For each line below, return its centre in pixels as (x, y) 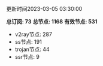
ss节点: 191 (28, 42)
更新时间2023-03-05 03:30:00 (44, 9)
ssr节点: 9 (27, 57)
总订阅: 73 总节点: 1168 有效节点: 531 (52, 22)
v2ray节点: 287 (34, 34)
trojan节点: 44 (32, 49)
